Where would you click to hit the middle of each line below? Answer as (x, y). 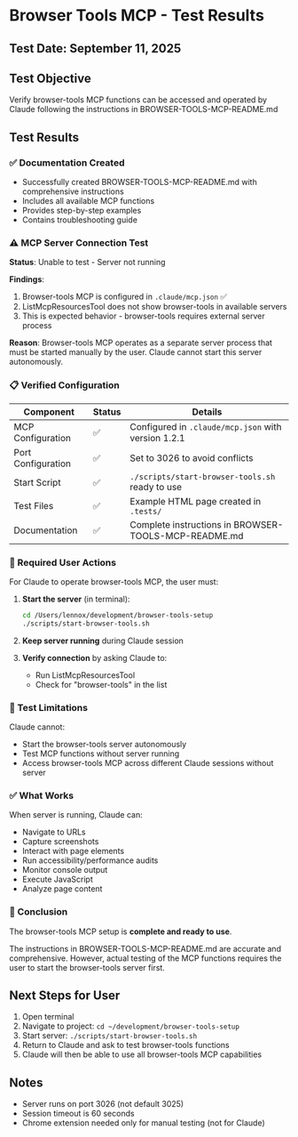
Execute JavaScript (57, 879)
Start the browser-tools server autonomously (104, 745)
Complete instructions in (181, 524)
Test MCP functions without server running (101, 754)
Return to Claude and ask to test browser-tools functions (125, 1045)
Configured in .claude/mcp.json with (206, 426)
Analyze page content (62, 889)
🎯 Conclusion (39, 912)
